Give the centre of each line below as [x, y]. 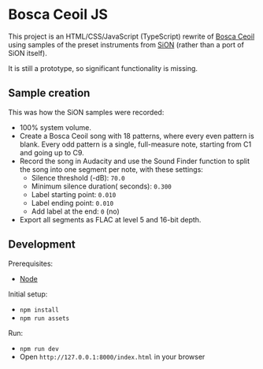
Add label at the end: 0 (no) [75, 211]
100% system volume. [56, 127]
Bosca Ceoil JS [58, 15]
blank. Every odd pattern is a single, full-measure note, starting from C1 [135, 144]
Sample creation [49, 93]
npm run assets [44, 318]
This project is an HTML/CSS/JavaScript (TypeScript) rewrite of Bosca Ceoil [131, 36]
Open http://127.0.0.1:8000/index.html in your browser [112, 356]
